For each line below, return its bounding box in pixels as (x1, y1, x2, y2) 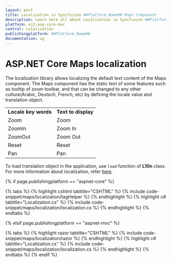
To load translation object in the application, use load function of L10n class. (5, 163, 166, 169)
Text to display (56, 108, 94, 115)
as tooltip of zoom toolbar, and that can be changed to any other (5, 85, 141, 92)
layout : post (5, 7, 33, 13)
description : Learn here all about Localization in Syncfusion (5, 17, 143, 22)
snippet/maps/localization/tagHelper (5, 193, 83, 200)
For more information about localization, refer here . (5, 168, 113, 174)
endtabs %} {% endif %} (5, 251, 58, 257)
